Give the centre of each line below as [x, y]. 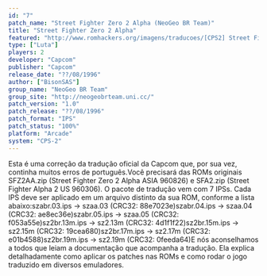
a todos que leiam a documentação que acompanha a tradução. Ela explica [132, 247]
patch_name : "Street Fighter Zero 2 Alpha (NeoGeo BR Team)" [112, 23]
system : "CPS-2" [35, 141]
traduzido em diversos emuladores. [66, 264]
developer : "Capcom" [43, 60]
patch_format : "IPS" [43, 119]
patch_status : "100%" [44, 126]
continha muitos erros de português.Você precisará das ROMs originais [125, 172]
